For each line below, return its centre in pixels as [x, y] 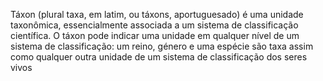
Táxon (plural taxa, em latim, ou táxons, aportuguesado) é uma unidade [157, 14]
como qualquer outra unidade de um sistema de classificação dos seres [159, 57]
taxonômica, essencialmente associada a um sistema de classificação [154, 25]
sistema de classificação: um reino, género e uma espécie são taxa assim [162, 46]
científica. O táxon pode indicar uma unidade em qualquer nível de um [155, 35]
